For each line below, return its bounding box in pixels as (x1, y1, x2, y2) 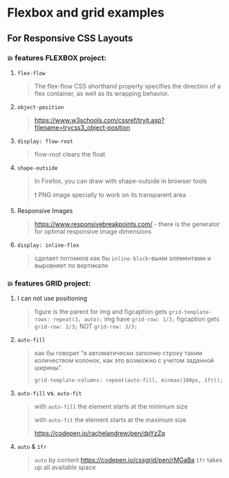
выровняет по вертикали (34, 261, 108, 270)
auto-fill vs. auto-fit (17, 389, 82, 397)
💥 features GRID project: (7, 278, 91, 288)
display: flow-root (17, 138, 74, 145)
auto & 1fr (17, 443, 47, 451)
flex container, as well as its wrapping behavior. (34, 89, 170, 97)
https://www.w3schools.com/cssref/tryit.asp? (34, 116, 165, 124)
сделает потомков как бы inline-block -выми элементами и (34, 254, 212, 262)
